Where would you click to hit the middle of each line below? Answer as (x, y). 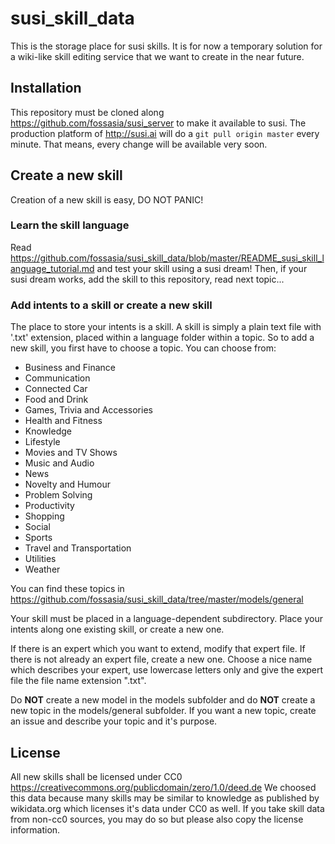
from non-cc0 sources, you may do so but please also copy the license (157, 819)
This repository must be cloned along (87, 112)
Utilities (40, 559)
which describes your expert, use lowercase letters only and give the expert (167, 670)
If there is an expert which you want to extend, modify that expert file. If (158, 649)
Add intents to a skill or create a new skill (111, 305)
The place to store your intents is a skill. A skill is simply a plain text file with (166, 327)
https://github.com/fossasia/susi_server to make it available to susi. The (158, 123)
